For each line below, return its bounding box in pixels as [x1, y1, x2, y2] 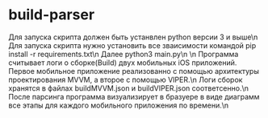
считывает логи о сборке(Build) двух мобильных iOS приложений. [8, 58, 237, 67]
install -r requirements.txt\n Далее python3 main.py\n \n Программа [8, 49, 239, 59]
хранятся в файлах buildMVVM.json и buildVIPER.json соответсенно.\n [8, 83, 249, 93]
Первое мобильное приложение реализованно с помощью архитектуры [8, 66, 260, 75]
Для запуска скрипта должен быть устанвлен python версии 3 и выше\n [8, 32, 258, 42]
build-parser [8, 6, 95, 24]
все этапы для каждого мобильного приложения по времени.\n [8, 100, 229, 110]
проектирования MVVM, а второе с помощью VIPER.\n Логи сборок [8, 75, 243, 84]
